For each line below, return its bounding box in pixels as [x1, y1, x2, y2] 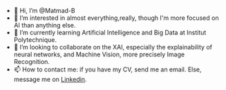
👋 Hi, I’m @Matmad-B [13, 7, 75, 14]
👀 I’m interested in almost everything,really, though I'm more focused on [13, 14, 219, 22]
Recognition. [13, 58, 50, 65]
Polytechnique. [13, 36, 57, 44]
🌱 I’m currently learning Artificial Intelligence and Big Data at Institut [13, 28, 207, 36]
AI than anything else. [13, 21, 76, 29]
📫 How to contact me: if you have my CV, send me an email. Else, [13, 65, 202, 74]
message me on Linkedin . [13, 76, 87, 83]
